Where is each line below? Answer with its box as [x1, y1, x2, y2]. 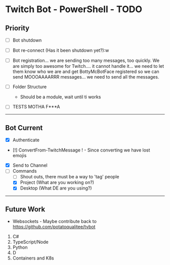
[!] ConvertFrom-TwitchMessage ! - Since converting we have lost [12, 147, 150, 153]
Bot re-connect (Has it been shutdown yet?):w [12, 47, 109, 54]
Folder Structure [12, 84, 47, 90]
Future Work [5, 205, 46, 213]
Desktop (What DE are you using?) [20, 185, 92, 191]
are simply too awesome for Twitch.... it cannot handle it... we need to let [12, 63, 164, 69]
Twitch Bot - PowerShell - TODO [5, 4, 143, 15]
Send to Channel [12, 162, 48, 168]
